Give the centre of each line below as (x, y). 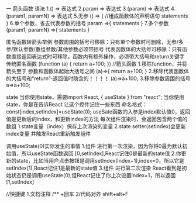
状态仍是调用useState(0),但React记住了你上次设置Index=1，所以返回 (93, 175)
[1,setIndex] (20, 182)
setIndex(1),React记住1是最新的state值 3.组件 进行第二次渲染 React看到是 (94, 168)
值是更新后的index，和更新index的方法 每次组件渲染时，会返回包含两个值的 (97, 119)
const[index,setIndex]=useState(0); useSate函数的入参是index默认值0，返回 (98, 112)
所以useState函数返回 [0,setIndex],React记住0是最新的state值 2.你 (101, 153)
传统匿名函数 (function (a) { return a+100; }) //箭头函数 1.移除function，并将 (97, 64)
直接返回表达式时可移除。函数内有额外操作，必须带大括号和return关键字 (98, 56)
